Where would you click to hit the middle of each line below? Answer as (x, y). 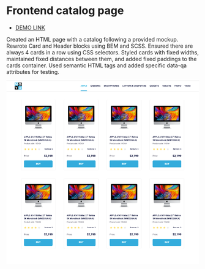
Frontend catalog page (65, 11)
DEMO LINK (30, 28)
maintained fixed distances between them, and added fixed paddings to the (102, 59)
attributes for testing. (33, 72)
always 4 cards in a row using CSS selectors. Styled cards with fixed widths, (102, 52)
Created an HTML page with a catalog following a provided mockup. (92, 39)
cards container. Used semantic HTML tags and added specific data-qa (97, 65)
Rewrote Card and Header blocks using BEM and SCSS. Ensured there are (100, 46)
